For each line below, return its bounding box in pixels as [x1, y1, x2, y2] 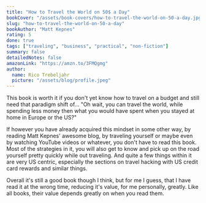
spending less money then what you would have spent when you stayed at [6, 107, 195, 115]
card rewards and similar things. [6, 165, 88, 172]
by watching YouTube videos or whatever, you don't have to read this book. [6, 139, 197, 146]
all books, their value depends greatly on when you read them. [6, 190, 164, 197]
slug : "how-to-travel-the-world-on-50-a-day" [6, 20, 124, 26]
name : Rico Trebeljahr [12, 72, 70, 78]
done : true [6, 37, 34, 44]
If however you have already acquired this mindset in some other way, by [6, 126, 191, 133]
